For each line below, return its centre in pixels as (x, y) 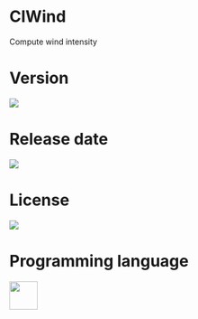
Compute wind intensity (53, 42)
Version (39, 78)
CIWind (38, 17)
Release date (59, 140)
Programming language (99, 261)
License (40, 200)
